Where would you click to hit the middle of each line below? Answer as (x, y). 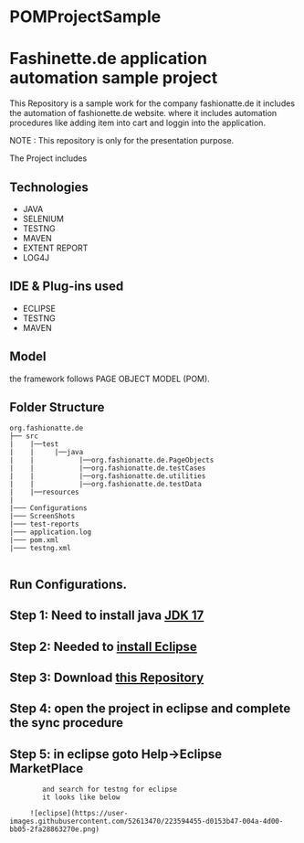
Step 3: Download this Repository (107, 677)
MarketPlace (47, 768)
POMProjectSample (85, 17)
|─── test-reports (44, 524)
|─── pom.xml (34, 540)
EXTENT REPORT (55, 248)
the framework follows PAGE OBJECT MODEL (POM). (110, 379)
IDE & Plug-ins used (67, 287)
